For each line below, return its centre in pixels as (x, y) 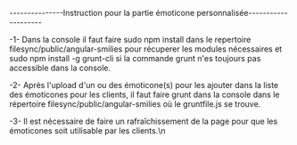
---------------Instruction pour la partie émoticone (102, 13)
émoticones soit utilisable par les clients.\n (88, 131)
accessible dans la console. (60, 68)
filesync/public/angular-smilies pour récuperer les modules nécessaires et (146, 49)
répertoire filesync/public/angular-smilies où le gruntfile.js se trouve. (135, 104)
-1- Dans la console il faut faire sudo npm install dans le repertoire (130, 40)
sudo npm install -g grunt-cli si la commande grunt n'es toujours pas (135, 58)
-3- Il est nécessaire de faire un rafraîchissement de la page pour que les (144, 121)
